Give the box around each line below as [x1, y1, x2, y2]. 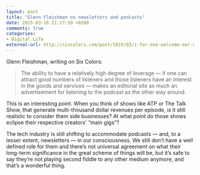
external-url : [6, 42, 42, 48]
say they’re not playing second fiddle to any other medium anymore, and [6, 155, 185, 163]
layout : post [6, 8, 39, 15]
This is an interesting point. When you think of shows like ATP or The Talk [6, 100, 186, 107]
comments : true [6, 25, 44, 31]
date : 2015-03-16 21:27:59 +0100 [6, 20, 89, 26]
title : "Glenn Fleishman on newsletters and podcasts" [6, 14, 145, 20]
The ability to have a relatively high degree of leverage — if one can [20, 69, 187, 77]
